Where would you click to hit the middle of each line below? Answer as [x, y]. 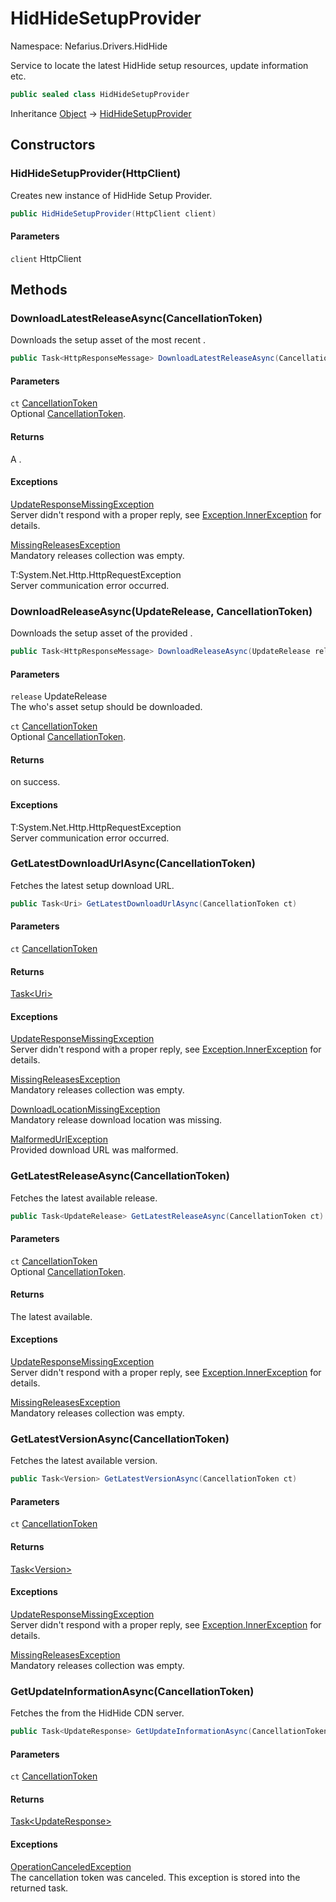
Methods [39, 289]
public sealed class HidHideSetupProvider [100, 94]
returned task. [39, 1888]
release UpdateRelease [59, 696]
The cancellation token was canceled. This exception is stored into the [155, 1877]
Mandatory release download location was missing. [116, 1120]
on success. [35, 782]
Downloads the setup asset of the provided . [101, 633]
